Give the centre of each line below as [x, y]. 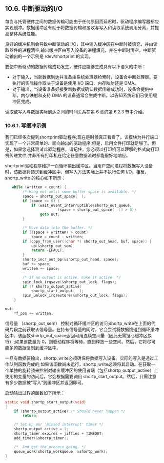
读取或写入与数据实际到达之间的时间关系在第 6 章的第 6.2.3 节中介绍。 [76, 112]
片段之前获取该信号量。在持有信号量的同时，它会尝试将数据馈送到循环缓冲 [84, 329]
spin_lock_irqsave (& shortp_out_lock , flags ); [70, 282]
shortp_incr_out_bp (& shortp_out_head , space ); [71, 260]
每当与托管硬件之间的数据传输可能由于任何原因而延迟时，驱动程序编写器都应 [82, 21]
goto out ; [50, 214]
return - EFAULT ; [48, 250]
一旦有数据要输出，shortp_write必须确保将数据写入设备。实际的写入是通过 [80, 358]
